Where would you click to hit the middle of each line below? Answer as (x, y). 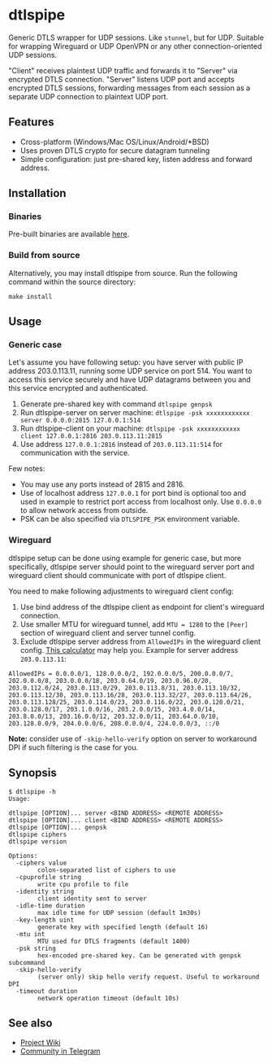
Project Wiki (40, 1043)
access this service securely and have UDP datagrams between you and (130, 379)
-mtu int (30, 934)
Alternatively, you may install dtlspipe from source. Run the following (123, 273)
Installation (37, 193)
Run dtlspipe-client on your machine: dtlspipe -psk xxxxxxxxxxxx (130, 428)
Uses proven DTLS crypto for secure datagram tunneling (115, 150)
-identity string (45, 891)
